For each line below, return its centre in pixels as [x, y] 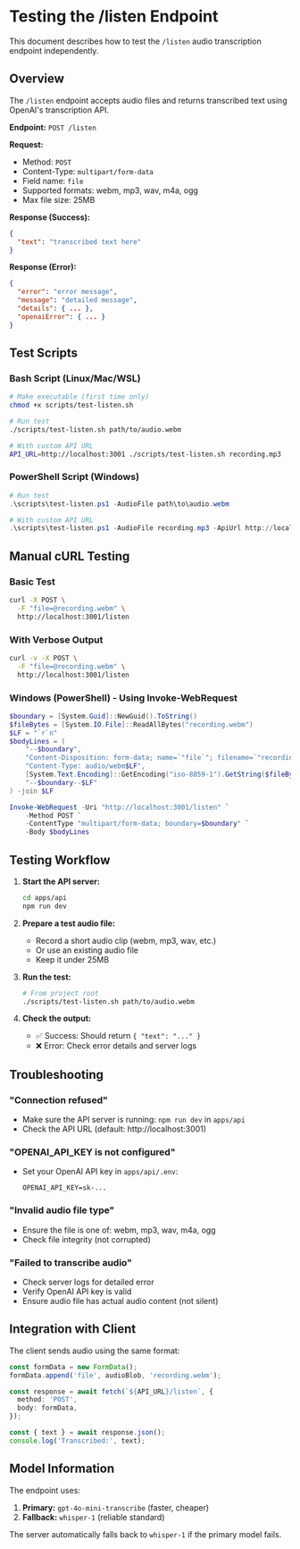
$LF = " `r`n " [33, 733]
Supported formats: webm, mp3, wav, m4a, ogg [110, 190]
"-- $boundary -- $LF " [62, 783]
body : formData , [47, 1408]
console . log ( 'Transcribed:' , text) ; [77, 1441]
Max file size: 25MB [58, 199]
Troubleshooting [57, 1074]
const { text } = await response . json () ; [87, 1433]
